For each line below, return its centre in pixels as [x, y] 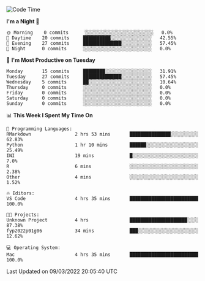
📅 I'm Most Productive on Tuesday [51, 60]
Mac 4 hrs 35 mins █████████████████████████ [102, 255]
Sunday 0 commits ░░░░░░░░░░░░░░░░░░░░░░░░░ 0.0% [89, 104]
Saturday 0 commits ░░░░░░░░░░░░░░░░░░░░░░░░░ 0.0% [89, 98]
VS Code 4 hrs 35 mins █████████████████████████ [102, 199]
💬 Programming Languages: [39, 129]
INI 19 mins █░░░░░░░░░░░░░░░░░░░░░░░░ [102, 156]
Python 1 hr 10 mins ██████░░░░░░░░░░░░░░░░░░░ [102, 145]
